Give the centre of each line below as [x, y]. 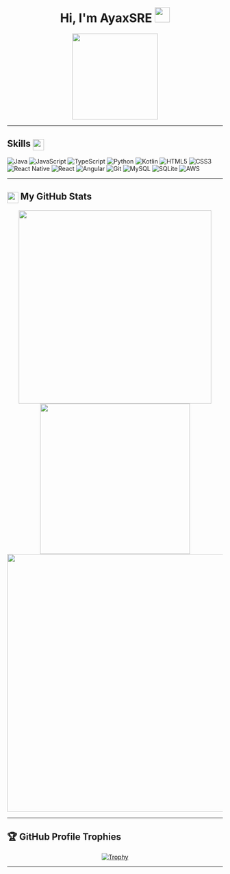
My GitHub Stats [56, 197]
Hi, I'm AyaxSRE [106, 18]
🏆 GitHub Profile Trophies [64, 837]
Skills [19, 144]
